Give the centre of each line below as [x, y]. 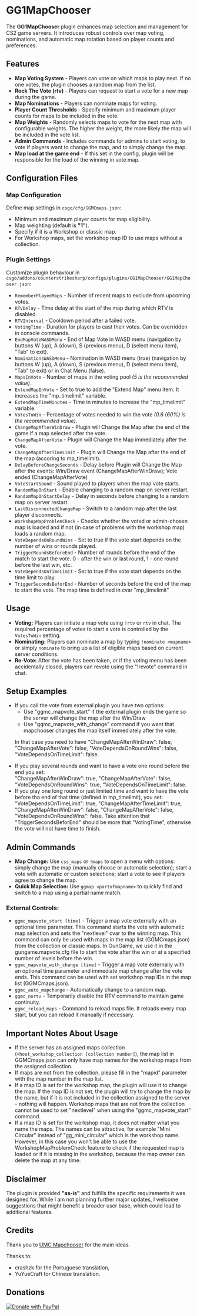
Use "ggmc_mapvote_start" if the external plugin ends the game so [105, 712]
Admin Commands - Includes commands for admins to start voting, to [100, 141]
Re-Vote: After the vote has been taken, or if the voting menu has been [101, 660]
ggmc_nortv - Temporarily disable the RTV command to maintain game [99, 996]
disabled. [26, 314]
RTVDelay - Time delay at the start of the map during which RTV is [94, 308]
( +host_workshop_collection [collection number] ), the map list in [94, 1054]
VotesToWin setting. [38, 635]
